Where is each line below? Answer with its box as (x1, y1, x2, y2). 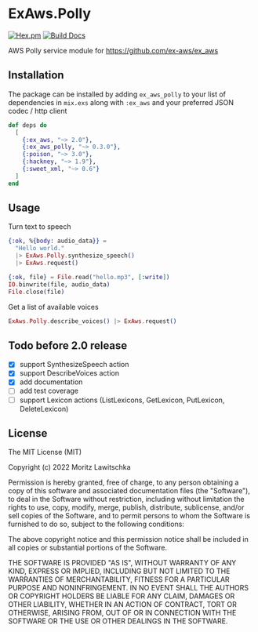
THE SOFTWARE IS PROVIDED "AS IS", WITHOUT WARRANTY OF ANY (8, 558, 237, 568)
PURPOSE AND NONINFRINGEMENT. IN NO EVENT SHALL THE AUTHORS (8, 583, 249, 593)
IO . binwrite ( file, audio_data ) (8, 280, 111, 289)
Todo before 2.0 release (8, 339, 128, 352)
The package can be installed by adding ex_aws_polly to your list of (8, 89, 226, 99)
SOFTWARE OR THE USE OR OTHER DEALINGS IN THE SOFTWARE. (8, 616, 228, 626)
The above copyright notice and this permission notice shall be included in (8, 535, 249, 544)
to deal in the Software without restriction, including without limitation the (8, 495, 245, 504)
